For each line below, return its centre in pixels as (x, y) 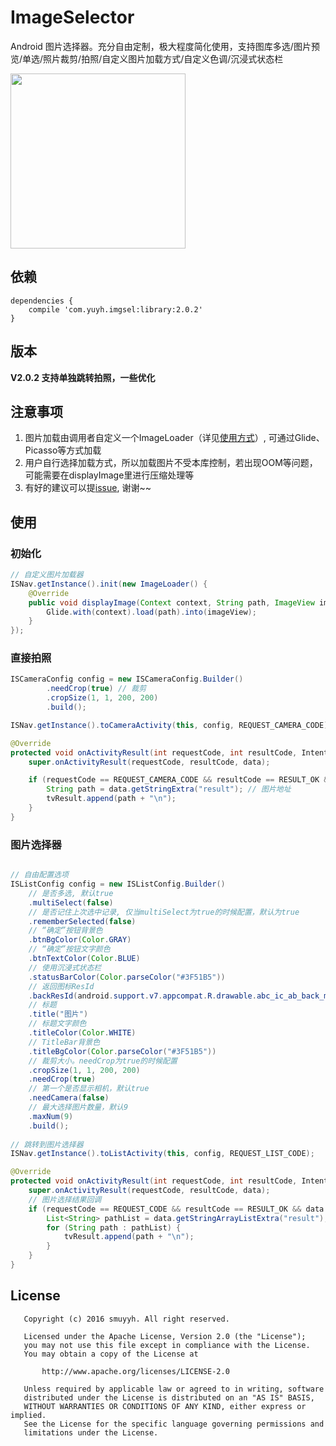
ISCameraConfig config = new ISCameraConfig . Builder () (127, 679)
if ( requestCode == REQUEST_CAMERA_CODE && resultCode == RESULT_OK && (180, 780)
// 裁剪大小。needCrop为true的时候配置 (103, 1061)
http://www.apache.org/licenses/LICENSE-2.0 (135, 1371)
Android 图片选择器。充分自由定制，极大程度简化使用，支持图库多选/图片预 (165, 46)
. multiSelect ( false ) (71, 902)
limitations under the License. (91, 1432)
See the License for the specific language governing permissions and (174, 1424)
